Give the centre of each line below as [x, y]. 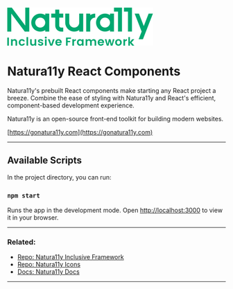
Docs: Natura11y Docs [48, 272]
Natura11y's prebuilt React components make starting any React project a [112, 90]
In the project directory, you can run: [59, 177]
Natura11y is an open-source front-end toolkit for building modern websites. [115, 119]
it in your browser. [33, 218]
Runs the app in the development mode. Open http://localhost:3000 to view [115, 210]
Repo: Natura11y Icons [49, 265]
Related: [21, 242]
